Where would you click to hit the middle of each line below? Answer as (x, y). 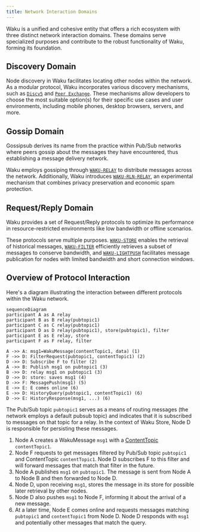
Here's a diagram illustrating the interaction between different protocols (94, 292)
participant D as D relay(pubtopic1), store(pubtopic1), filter (88, 330)
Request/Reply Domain (50, 207)
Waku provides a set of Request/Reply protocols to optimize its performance (100, 222)
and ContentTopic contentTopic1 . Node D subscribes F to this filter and (102, 459)
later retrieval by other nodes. (51, 491)
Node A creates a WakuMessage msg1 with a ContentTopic (87, 440)
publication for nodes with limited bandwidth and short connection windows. (100, 259)
